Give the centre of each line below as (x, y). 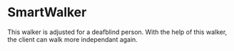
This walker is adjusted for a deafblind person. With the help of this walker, (117, 32)
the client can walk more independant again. (72, 39)
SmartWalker (47, 12)
